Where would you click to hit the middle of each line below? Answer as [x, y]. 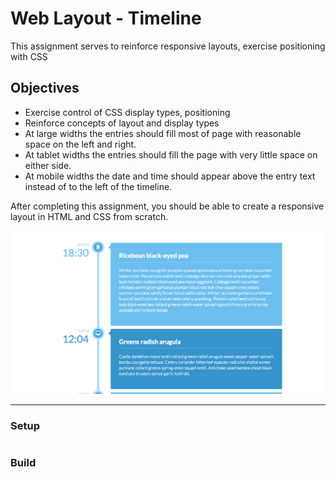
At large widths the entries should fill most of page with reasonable [163, 133]
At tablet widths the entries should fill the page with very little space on [171, 154]
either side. [48, 165]
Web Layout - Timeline [106, 18]
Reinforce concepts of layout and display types [122, 123]
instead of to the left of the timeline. [98, 186]
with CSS [29, 56]
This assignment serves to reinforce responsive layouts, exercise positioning [168, 46]
